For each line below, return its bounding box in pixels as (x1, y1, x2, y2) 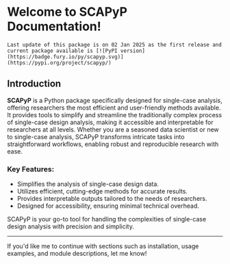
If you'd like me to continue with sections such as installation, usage (7, 242, 199, 250)
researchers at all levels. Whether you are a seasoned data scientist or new (7, 125, 219, 134)
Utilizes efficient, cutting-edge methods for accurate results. (16, 187, 188, 195)
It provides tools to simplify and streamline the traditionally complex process (7, 110, 222, 119)
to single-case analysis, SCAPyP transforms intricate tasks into (7, 132, 185, 141)
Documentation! (7, 19, 101, 34)
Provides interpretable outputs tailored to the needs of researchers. (16, 195, 207, 203)
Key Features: (7, 164, 55, 173)
